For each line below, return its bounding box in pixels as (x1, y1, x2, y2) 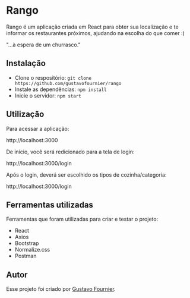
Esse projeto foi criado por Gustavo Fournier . (6, 286, 116, 293)
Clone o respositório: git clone (14, 74, 92, 81)
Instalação (6, 58, 46, 68)
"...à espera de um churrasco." (6, 41, 81, 48)
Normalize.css (14, 246, 50, 253)
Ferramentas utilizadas (6, 200, 94, 210)
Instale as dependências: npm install (14, 86, 107, 93)
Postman (14, 252, 37, 259)
